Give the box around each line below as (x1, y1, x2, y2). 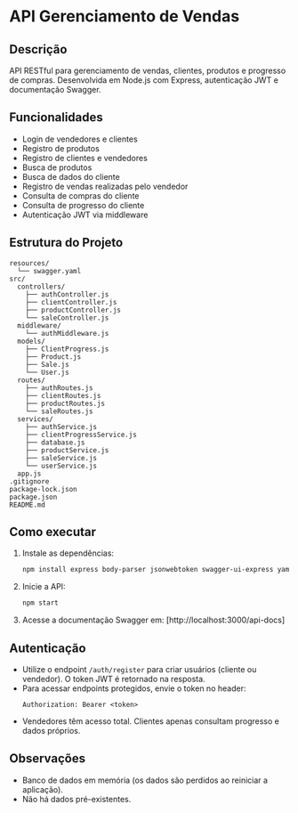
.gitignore (9, 476, 50, 486)
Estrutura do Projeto (9, 235, 124, 250)
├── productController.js (25, 305, 122, 314)
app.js (17, 469, 42, 478)
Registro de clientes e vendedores (21, 152, 149, 163)
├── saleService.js (25, 453, 98, 462)
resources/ (9, 258, 50, 268)
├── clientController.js (25, 297, 117, 306)
